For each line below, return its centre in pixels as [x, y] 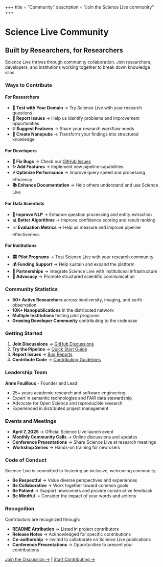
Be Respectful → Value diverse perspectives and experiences [75, 480]
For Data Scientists [25, 203]
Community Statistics [31, 289]
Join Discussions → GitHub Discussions [53, 344]
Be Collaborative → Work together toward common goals [70, 486]
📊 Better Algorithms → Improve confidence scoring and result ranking [84, 220]
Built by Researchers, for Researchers [64, 50]
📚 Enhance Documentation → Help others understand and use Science [85, 185]
